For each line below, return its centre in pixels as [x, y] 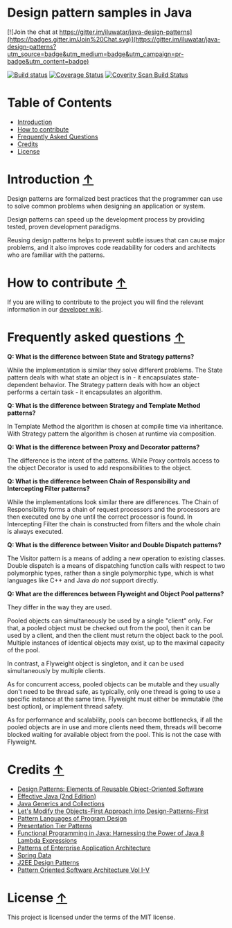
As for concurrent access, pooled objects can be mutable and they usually [113, 684]
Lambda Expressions [47, 840]
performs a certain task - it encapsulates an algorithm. [85, 392]
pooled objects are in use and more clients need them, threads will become [114, 727]
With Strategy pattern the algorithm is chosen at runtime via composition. [111, 434]
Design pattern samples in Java [100, 13]
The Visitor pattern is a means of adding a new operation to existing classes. [116, 558]
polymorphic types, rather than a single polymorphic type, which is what [110, 573]
